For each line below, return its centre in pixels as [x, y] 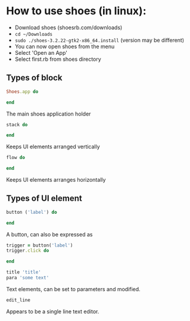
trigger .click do [28, 251]
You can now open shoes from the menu [65, 46]
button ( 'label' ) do [32, 212]
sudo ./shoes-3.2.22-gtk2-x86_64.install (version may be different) [99, 40]
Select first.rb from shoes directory [58, 59]
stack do [17, 124]
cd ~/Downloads [34, 34]
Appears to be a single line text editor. [53, 311]
